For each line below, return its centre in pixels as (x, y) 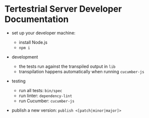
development (25, 57)
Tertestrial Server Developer (63, 9)
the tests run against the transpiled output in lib (67, 66)
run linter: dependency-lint (46, 96)
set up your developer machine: (44, 33)
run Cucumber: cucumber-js (47, 100)
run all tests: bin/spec (41, 90)
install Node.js (33, 42)
